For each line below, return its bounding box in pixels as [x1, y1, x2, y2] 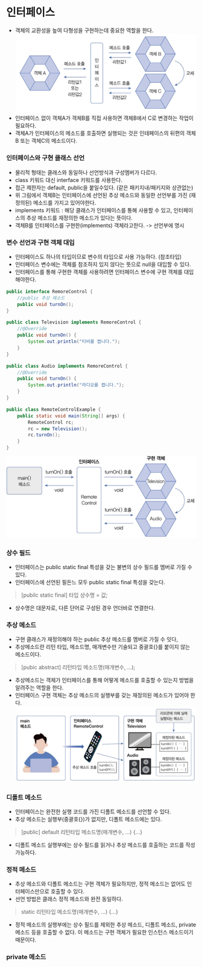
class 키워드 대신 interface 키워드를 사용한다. [14, 176, 122, 183]
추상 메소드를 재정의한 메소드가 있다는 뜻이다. [26, 214, 133, 221]
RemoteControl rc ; [28, 419, 74, 425]
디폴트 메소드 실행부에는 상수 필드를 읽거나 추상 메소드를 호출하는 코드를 [14, 841, 185, 848]
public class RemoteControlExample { [6, 406, 101, 412]
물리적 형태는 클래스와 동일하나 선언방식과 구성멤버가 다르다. [14, 169, 157, 176]
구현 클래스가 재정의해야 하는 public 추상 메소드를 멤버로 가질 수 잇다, [14, 636, 178, 643]
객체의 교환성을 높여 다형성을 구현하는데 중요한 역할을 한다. [14, 27, 154, 34]
